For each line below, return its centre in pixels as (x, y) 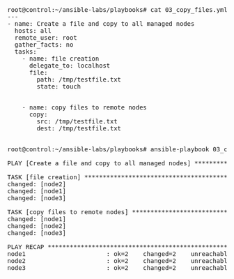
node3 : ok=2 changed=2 (92, 268)
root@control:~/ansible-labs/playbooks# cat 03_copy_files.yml (117, 10)
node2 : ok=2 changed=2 (92, 261)
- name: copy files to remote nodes (85, 107)
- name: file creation (61, 59)
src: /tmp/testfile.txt (77, 121)
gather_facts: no (44, 45)
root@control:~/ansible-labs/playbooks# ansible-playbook (108, 149)
